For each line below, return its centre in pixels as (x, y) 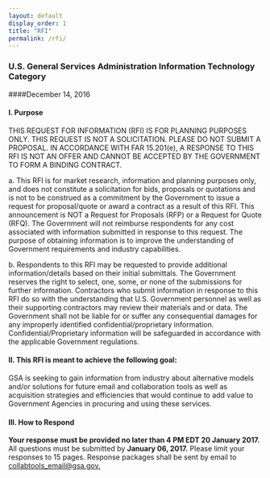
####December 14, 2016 (50, 94)
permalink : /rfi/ (37, 38)
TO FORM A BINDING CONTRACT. (65, 164)
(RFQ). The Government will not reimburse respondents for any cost (121, 223)
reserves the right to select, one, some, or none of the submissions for (125, 281)
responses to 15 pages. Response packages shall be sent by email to (123, 457)
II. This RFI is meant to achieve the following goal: (93, 360)
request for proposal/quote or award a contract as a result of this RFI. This (132, 206)
